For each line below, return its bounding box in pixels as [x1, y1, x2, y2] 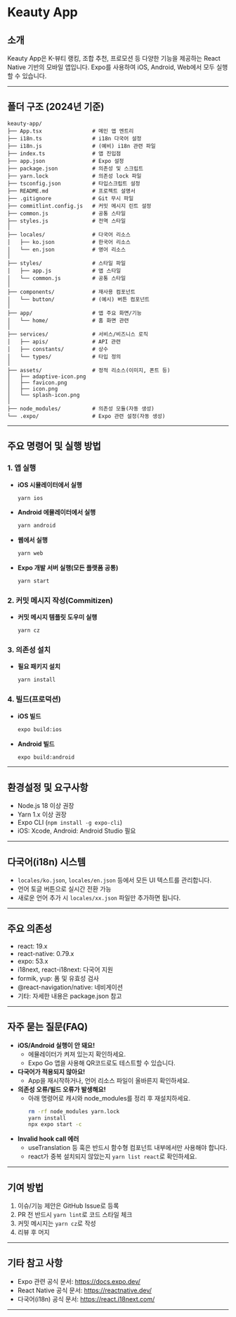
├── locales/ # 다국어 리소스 [7, 231, 131, 238]
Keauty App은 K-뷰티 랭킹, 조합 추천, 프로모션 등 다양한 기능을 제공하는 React [7, 54, 221, 62]
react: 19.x [17, 942, 48, 950]
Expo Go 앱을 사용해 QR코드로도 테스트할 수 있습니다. [27, 1058, 176, 1067]
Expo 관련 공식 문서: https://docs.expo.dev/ [17, 1277, 140, 1285]
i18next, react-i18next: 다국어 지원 [17, 965, 114, 974]
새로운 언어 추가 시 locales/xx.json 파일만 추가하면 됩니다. [17, 893, 181, 902]
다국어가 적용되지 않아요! [17, 1067, 86, 1076]
